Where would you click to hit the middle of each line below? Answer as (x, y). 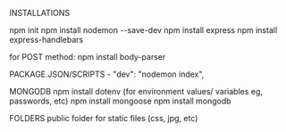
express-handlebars (46, 40)
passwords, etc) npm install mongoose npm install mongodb (120, 101)
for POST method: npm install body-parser (88, 57)
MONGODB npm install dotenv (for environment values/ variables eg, (136, 91)
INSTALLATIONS (40, 13)
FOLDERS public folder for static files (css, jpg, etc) (104, 118)
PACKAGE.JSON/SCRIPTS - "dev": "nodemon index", (107, 74)
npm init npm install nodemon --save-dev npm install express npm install (143, 30)
